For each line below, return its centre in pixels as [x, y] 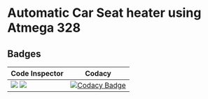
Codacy [98, 73]
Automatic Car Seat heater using [104, 13]
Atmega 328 [44, 28]
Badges [24, 54]
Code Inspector [37, 73]
